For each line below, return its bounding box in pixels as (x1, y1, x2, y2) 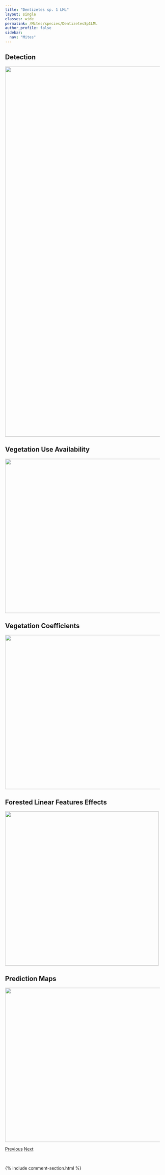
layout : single (5, 12, 36, 17)
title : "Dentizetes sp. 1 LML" (5, 7, 69, 12)
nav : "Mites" (9, 35, 36, 40)
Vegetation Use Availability (5, 445, 90, 454)
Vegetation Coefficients (5, 621, 80, 630)
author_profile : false (5, 26, 52, 31)
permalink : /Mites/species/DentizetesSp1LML (5, 21, 98, 26)
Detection (5, 53, 36, 62)
